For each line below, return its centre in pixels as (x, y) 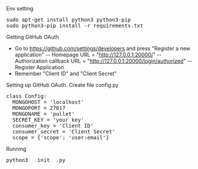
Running (16, 149)
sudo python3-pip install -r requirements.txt (75, 26)
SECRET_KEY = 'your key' (48, 120)
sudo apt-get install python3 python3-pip (69, 20)
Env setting (20, 9)
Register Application (39, 67)
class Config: (27, 96)
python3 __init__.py (36, 160)
